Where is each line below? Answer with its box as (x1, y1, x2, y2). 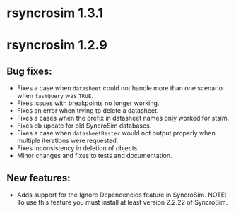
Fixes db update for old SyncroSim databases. (16, 121, 152, 130)
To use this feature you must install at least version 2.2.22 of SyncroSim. (16, 198, 228, 206)
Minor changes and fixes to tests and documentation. (16, 152, 172, 160)
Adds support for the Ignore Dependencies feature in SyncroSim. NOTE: (16, 190, 227, 199)
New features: (6, 171, 71, 184)
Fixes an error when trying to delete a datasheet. (16, 107, 159, 115)
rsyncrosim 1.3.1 (6, 5, 104, 21)
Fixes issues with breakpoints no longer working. (16, 99, 160, 107)
